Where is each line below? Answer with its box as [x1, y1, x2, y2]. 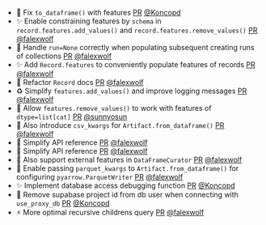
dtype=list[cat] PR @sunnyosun [15, 112, 128, 121]
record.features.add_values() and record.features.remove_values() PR [15, 25, 258, 35]
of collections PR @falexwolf [15, 51, 112, 61]
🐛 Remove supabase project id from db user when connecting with [15, 190, 239, 199]
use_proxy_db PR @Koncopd [15, 198, 111, 208]
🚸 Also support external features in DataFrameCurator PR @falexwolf [15, 155, 243, 164]
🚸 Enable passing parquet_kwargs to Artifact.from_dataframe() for [15, 163, 239, 173]
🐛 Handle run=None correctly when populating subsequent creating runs [15, 43, 255, 52]
